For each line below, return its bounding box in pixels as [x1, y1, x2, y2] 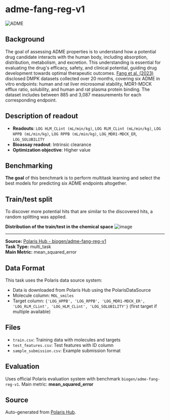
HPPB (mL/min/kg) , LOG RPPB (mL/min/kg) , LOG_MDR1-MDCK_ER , [12, 130, 138, 136]
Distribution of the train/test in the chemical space [5, 224, 114, 230]
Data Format [5, 264, 45, 272]
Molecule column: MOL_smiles [12, 293, 74, 298]
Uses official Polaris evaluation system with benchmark [5, 375, 120, 381]
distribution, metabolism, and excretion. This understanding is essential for [5, 59, 161, 65]
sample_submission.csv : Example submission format [12, 347, 121, 354]
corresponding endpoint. [5, 97, 57, 103]
